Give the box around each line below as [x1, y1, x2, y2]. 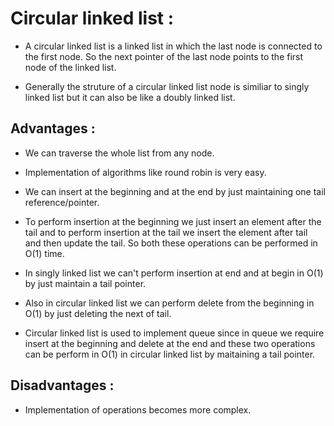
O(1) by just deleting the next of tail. [24, 307, 172, 319]
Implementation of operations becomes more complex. [24, 403, 252, 416]
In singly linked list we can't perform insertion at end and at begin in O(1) [24, 267, 324, 279]
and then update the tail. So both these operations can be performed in [24, 237, 318, 249]
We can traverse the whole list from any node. [24, 147, 215, 159]
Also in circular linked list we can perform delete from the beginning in [24, 297, 315, 309]
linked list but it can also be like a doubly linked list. [24, 91, 236, 103]
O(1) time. [24, 247, 65, 259]
